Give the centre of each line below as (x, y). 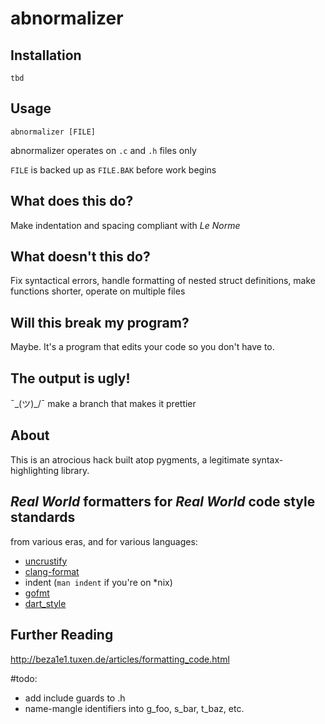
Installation (46, 55)
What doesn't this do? (80, 257)
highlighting (35, 470)
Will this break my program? (100, 322)
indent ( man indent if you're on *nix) (98, 582)
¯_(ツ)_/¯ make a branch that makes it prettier (103, 404)
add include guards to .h (75, 698)
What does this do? (72, 201)
